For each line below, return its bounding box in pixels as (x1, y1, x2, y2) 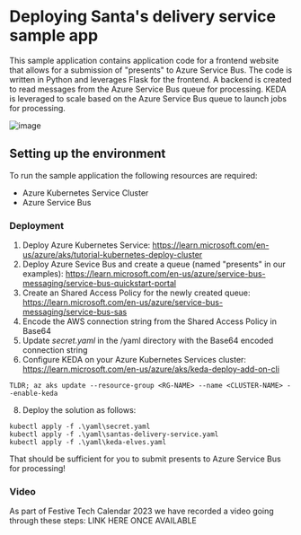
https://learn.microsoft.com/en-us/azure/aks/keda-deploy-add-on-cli (22, 364, 280, 374)
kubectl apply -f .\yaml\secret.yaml (9, 422, 151, 432)
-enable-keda (9, 389, 58, 399)
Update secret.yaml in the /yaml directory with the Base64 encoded (22, 335, 274, 346)
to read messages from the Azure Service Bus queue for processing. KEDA (9, 83, 287, 94)
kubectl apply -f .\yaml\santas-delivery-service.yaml (9, 430, 219, 439)
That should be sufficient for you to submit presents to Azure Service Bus (9, 453, 281, 464)
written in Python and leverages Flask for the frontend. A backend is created (9, 74, 292, 84)
